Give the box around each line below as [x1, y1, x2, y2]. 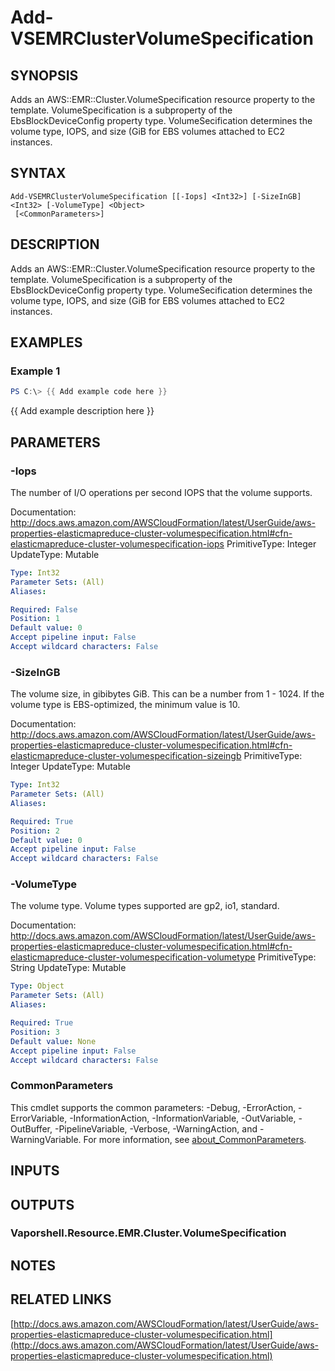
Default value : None [10, 1036, 97, 1046]
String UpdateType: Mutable [10, 962, 127, 974]
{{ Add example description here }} [10, 405, 155, 417]
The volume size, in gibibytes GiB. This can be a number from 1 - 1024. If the [10, 688, 325, 700]
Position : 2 [10, 826, 60, 836]
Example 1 [10, 364, 61, 378]
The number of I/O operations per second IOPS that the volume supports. [10, 486, 313, 498]
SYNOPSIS [10, 67, 79, 84]
